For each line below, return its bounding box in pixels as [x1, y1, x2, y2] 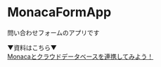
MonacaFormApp [7, 4, 112, 20]
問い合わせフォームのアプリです [7, 28, 100, 37]
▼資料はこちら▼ [7, 43, 58, 51]
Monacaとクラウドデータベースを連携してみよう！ [7, 52, 154, 61]
